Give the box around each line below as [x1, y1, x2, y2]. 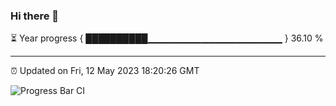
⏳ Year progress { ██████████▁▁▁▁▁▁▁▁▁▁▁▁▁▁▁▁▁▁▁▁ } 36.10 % [10, 32, 324, 44]
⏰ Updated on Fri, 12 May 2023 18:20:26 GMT [10, 65, 200, 77]
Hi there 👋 [10, 9, 60, 23]
